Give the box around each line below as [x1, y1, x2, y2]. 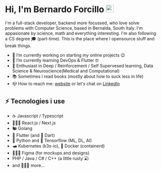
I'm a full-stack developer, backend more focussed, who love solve [5, 20, 140, 26]
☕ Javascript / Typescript [12, 113, 64, 119]
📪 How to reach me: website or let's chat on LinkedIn [12, 81, 120, 86]
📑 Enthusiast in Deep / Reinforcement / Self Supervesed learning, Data [12, 63, 153, 69]
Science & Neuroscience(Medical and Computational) [12, 68, 120, 74]
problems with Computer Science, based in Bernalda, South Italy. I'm [5, 25, 143, 31]
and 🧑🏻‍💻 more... [12, 162, 45, 168]
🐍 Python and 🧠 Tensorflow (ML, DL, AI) [12, 138, 92, 143]
